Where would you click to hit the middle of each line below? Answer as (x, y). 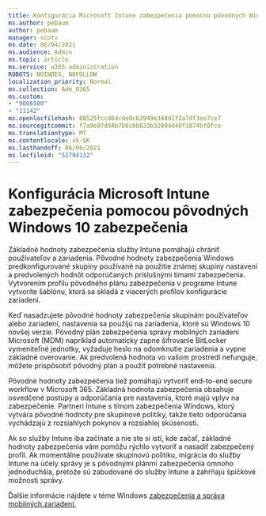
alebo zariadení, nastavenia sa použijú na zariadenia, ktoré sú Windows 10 (129, 324)
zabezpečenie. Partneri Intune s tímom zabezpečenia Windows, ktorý (122, 406)
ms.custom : (26, 96)
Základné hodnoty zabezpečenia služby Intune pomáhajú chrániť (114, 250)
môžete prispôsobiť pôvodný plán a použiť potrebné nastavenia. (112, 366)
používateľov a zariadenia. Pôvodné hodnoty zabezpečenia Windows (121, 258)
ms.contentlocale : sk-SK (49, 140)
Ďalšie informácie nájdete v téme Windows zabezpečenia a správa (117, 495)
